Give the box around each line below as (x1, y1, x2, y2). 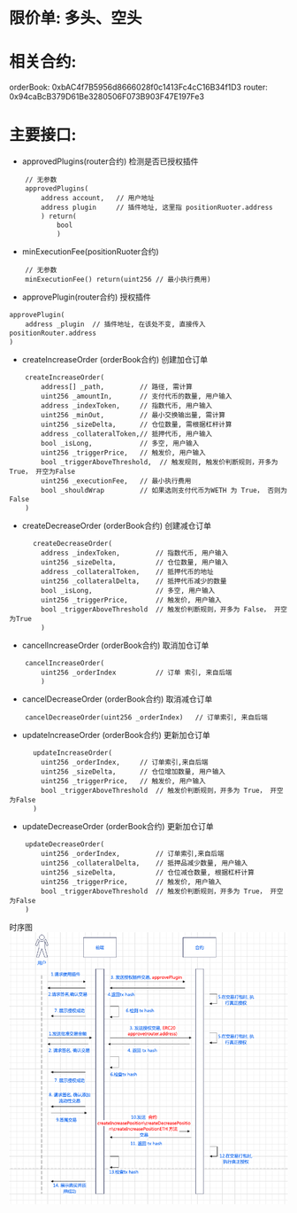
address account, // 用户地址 (41, 194, 155, 203)
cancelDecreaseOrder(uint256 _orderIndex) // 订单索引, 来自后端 (25, 713, 268, 722)
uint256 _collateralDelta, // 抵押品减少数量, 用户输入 (41, 859, 248, 868)
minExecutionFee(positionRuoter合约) (21, 246, 159, 257)
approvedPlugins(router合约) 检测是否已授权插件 (21, 156, 199, 167)
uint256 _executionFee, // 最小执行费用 (41, 477, 192, 486)
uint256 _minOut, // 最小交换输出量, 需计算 (41, 411, 225, 420)
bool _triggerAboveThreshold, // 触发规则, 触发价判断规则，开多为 (41, 458, 278, 467)
